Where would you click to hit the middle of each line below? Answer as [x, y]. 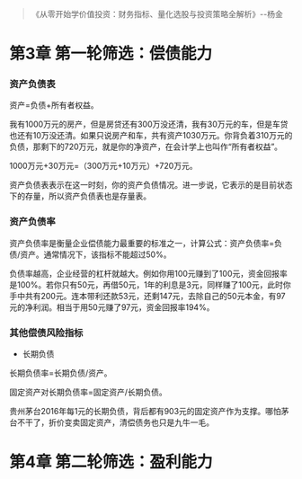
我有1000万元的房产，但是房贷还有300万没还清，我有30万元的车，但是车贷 [149, 124]
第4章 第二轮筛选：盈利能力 [111, 462]
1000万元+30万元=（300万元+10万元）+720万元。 [103, 166]
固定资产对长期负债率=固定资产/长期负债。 [89, 392]
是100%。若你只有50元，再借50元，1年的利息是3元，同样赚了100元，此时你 [151, 284]
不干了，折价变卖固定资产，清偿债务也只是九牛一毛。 [115, 422]
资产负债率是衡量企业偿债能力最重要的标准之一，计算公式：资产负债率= [142, 243]
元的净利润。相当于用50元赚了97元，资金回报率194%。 [112, 307]
